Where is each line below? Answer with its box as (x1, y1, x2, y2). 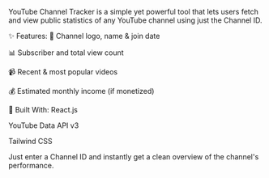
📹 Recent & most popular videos (8, 67, 118, 76)
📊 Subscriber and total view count (8, 48, 124, 57)
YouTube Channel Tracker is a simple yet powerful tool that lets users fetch (8, 7, 259, 16)
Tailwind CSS (8, 137, 53, 146)
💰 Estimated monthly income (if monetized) (8, 87, 155, 95)
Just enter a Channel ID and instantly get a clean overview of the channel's (8, 152, 259, 161)
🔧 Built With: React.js (8, 105, 79, 114)
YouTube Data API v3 (8, 121, 79, 130)
